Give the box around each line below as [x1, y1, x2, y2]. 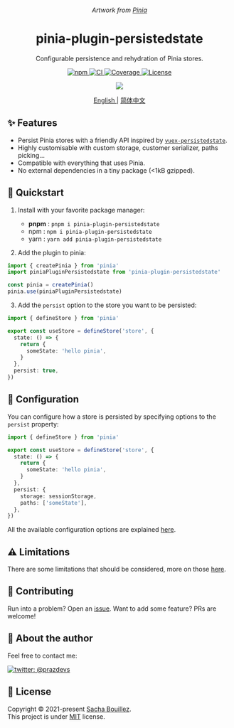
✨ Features [7, 117, 58, 129]
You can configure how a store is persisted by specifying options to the [7, 412, 217, 421]
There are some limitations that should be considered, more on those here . [7, 565, 226, 574]
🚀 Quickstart [7, 187, 64, 199]
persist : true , [14, 367, 59, 375]
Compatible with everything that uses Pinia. [17, 159, 146, 167]
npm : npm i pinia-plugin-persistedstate [28, 227, 152, 235]
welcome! [7, 611, 36, 620]
